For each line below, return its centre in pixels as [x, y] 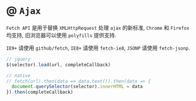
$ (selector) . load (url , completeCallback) [59, 65]
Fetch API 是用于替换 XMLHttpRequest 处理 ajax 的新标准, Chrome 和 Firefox [98, 27]
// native [19, 75]
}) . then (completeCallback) [40, 92]
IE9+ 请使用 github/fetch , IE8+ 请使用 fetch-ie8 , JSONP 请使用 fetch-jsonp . [98, 48]
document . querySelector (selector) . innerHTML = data [77, 87]
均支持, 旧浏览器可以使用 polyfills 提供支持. [61, 35]
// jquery [19, 59]
